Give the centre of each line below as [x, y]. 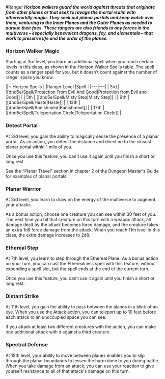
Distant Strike [22, 296]
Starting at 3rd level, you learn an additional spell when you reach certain [80, 62]
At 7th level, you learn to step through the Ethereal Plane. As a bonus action [82, 258]
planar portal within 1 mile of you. [39, 147]
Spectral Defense [27, 345]
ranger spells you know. [30, 77]
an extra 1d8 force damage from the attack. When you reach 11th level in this [83, 229]
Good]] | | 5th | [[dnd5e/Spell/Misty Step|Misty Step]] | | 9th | [68, 97]
